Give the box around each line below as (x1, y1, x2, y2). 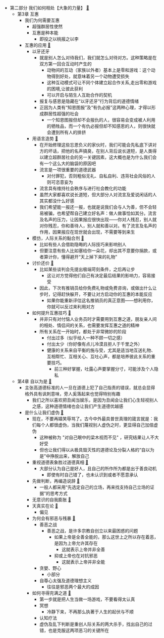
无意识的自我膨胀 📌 (32, 497, 71, 503)
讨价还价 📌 (32, 260, 54, 266)
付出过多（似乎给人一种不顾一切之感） (47, 335, 125, 341)
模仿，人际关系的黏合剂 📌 (32, 235, 84, 241)
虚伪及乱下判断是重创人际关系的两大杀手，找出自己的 (39, 621, 148, 627)
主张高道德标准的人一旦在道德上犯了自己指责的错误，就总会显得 (24, 384, 155, 390)
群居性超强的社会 (44, 111, 79, 117)
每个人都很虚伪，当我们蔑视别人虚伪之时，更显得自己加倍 (36, 422, 154, 428)
